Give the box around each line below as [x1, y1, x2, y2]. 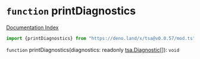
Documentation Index [6, 24, 59, 31]
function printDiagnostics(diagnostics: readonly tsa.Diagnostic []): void [6, 46, 180, 53]
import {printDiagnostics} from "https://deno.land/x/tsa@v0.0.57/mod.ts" [6, 35, 196, 41]
